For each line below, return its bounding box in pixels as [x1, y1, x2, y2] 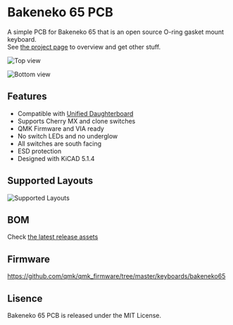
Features [7, 90, 47, 102]
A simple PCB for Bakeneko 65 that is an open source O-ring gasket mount [7, 28, 224, 36]
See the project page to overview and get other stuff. [7, 42, 161, 51]
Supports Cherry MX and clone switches [17, 117, 136, 125]
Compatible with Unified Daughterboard [17, 109, 134, 117]
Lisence [7, 292, 43, 305]
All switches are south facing [17, 139, 102, 148]
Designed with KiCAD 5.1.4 [17, 154, 95, 162]
